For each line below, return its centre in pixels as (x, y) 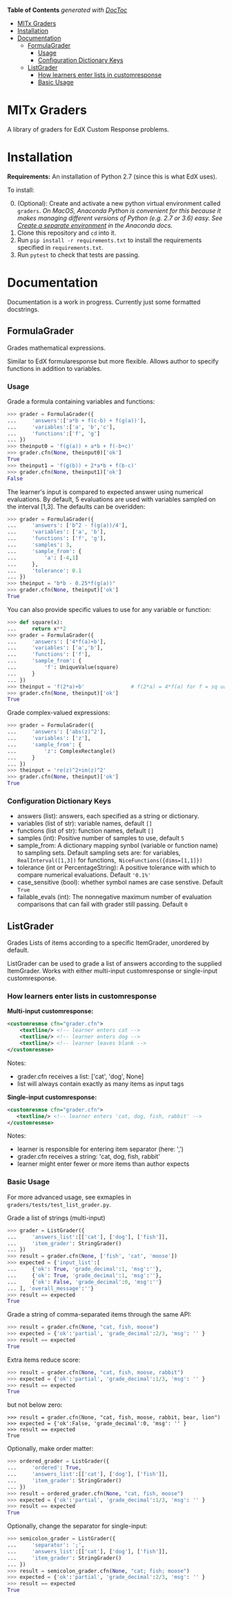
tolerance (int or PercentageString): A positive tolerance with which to (116, 867)
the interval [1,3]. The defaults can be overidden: (76, 506)
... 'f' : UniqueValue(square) (63, 667)
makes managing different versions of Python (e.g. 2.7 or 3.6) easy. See (120, 218)
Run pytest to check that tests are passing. (78, 255)
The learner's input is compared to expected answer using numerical (105, 491)
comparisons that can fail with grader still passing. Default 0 (102, 904)
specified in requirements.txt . (60, 247)
